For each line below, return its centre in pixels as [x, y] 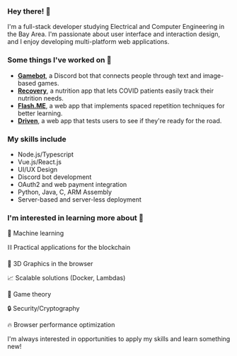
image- [213, 75]
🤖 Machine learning [36, 234]
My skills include [37, 139]
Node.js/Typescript [46, 154]
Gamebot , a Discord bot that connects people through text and [109, 75]
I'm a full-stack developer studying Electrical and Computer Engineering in [116, 27]
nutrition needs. [40, 98]
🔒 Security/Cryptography [44, 309]
